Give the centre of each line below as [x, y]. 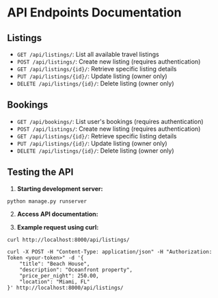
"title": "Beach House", [55, 264]
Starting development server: [60, 188]
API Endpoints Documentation [94, 13]
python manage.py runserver [47, 201]
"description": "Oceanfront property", [76, 270]
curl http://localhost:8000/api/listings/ [68, 240]
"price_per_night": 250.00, [59, 275]
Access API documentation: [57, 214]
